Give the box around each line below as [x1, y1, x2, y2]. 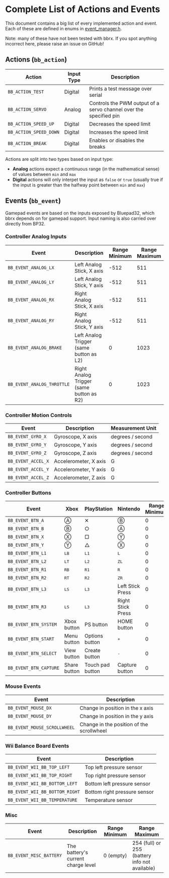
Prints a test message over [89, 85, 152, 92]
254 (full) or [132, 840, 161, 847]
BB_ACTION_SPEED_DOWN [8, 129, 59, 135]
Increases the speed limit [89, 129, 148, 136]
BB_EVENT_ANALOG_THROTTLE [8, 381, 70, 387]
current [66, 855, 84, 862]
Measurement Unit [110, 425, 157, 432]
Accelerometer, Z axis [53, 474, 106, 481]
